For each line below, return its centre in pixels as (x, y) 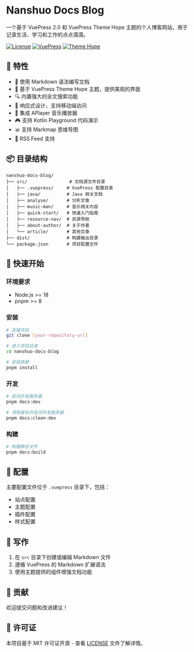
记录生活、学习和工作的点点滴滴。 (47, 34)
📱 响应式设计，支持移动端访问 (51, 105)
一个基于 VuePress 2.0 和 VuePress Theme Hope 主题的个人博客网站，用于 (97, 27)
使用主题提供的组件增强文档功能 (53, 572)
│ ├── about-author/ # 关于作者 (48, 225)
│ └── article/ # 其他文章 (48, 232)
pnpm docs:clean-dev (31, 418)
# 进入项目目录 (22, 346)
